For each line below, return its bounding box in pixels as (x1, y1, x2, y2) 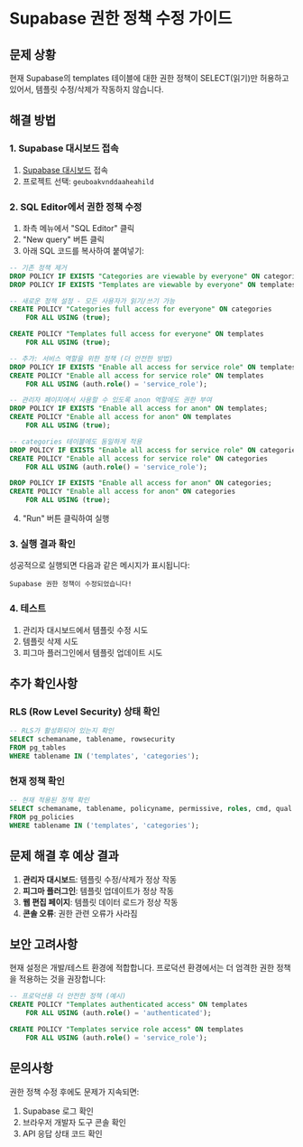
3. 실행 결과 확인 (9, 538, 77, 551)
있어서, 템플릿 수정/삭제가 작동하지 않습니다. (9, 84, 164, 95)
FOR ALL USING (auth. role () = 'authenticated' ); (25, 1009, 212, 1018)
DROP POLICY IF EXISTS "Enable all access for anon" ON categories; (9, 479, 272, 488)
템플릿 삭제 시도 (22, 636, 78, 647)
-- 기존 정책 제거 (9, 263, 68, 272)
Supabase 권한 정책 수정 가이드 (9, 8, 233, 29)
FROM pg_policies (9, 812, 75, 822)
